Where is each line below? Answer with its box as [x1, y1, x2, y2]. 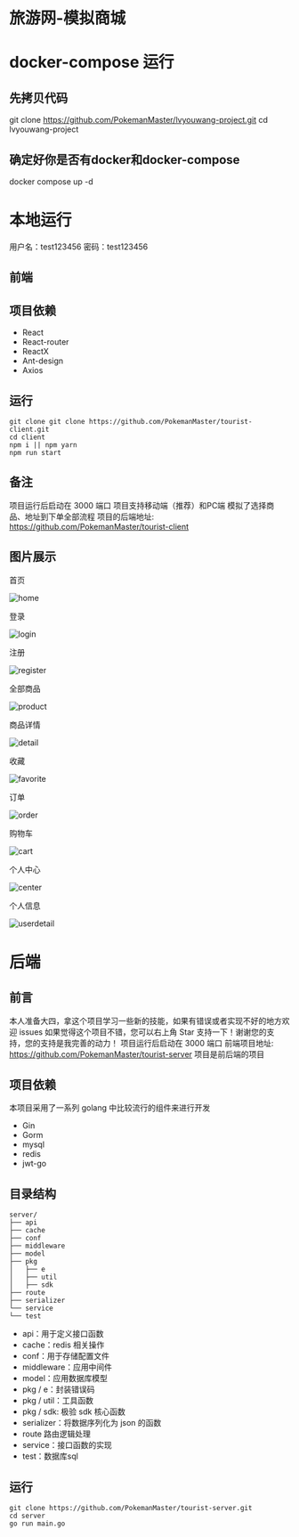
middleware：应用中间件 [21, 1362, 113, 1372]
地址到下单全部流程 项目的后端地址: [24, 511, 154, 522]
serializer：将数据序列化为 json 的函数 [21, 1418, 162, 1428]
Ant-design [21, 355, 64, 366]
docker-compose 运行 [9, 53, 175, 72]
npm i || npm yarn [9, 440, 77, 450]
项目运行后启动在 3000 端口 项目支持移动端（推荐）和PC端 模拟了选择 [9, 500, 267, 510]
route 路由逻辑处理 [21, 1428, 92, 1439]
